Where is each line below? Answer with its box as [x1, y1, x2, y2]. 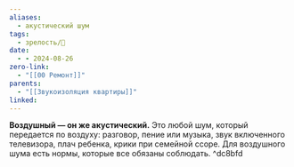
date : [9, 46, 29, 55]
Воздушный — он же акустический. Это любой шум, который [9, 120, 249, 131]
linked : [9, 95, 38, 105]
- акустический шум [17, 21, 90, 30]
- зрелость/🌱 [17, 37, 66, 47]
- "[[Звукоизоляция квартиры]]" [17, 87, 138, 96]
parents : [9, 79, 42, 88]
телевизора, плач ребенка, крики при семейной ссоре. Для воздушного [9, 139, 286, 149]
